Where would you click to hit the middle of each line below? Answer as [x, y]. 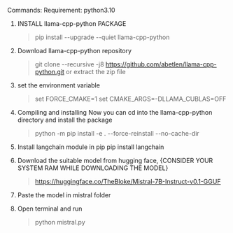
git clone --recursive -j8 [69, 64]
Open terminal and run [50, 209]
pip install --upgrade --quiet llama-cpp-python [102, 37]
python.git [50, 72]
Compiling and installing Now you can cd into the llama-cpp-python [115, 112]
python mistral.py [60, 222]
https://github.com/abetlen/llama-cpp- [161, 64]
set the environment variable [58, 85]
